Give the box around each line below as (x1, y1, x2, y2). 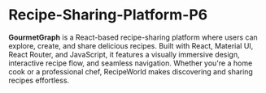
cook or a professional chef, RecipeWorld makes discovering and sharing (8, 66, 254, 76)
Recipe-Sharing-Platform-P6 (8, 6, 208, 24)
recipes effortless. (8, 75, 70, 85)
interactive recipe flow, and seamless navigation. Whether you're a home (8, 58, 253, 68)
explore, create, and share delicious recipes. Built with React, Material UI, (8, 40, 254, 50)
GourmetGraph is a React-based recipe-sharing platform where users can (8, 32, 258, 42)
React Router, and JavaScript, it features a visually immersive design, (8, 49, 240, 59)
